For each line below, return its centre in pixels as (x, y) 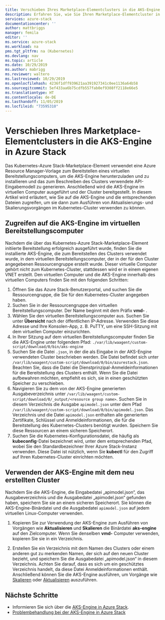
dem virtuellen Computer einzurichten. (52, 331)
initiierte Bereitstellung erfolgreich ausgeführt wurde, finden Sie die (74, 248)
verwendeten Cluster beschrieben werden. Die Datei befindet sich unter (85, 357)
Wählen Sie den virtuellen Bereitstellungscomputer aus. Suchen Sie (81, 315)
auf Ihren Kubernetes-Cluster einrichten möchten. (63, 457)
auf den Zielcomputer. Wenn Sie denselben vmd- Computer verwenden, (86, 533)
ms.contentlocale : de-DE (31, 97)
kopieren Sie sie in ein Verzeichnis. (48, 538)
